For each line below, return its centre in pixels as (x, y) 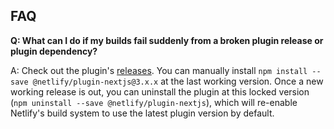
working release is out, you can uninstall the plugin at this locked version (160, 91)
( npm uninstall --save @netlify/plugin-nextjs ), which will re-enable (154, 102)
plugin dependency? (54, 51)
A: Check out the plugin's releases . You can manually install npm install (159, 70)
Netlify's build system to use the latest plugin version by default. (142, 113)
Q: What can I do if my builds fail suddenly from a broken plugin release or (167, 40)
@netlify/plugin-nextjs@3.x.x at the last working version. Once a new (178, 81)
